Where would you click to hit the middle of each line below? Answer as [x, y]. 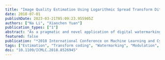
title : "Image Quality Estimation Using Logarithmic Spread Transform [79, 9]
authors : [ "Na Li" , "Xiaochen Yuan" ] [44, 23]
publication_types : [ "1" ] [31, 28]
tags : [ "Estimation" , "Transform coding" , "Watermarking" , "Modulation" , [82, 45]
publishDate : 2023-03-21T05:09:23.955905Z [49, 18]
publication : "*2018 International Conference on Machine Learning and [80, 41]
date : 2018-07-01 [23, 14]
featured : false [22, 37]
